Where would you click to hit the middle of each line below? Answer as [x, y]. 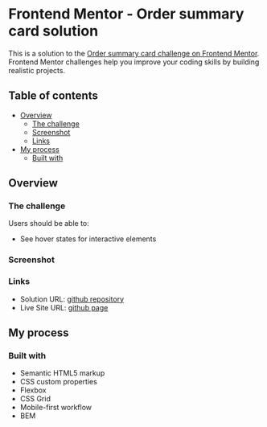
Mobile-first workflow [56, 408]
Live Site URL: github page [64, 307]
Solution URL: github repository [72, 299]
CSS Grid [35, 399]
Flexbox [33, 390]
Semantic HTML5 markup [62, 373]
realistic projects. [37, 70]
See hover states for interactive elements [88, 239]
